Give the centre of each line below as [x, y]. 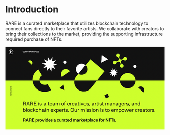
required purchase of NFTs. [34, 39]
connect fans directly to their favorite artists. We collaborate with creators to [85, 28]
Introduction [32, 9]
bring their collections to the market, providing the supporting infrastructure [84, 34]
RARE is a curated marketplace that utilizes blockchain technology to [77, 23]
